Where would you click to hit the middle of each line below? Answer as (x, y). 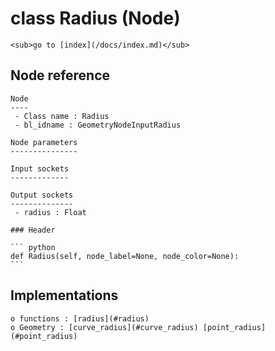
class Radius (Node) (95, 18)
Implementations (64, 295)
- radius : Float (50, 212)
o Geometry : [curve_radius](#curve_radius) (104, 327)
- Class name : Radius (62, 116)
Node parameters (44, 142)
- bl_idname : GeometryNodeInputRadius (98, 125)
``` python (33, 247)
